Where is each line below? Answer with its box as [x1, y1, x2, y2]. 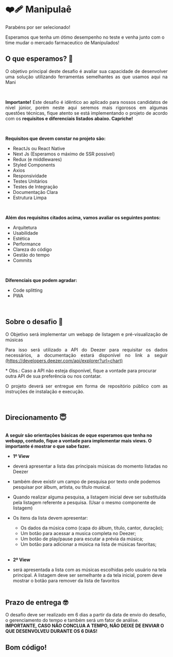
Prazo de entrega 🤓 [5, 598, 68, 607]
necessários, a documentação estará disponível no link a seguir [5, 352, 168, 358]
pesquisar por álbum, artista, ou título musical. [12, 484, 112, 490]
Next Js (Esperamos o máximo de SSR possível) [12, 151, 115, 157]
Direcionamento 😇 [5, 413, 67, 422]
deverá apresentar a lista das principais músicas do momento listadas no [12, 463, 168, 469]
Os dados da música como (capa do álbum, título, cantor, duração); [20, 525, 164, 531]
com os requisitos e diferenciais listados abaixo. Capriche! [5, 115, 133, 121]
